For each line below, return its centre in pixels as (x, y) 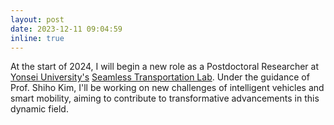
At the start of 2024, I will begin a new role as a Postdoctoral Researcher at (164, 67)
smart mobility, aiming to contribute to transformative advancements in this (165, 98)
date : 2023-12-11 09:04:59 (66, 29)
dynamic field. (39, 109)
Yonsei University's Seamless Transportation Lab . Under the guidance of (160, 77)
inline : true (37, 38)
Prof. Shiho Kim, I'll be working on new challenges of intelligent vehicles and (167, 88)
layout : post (37, 19)
